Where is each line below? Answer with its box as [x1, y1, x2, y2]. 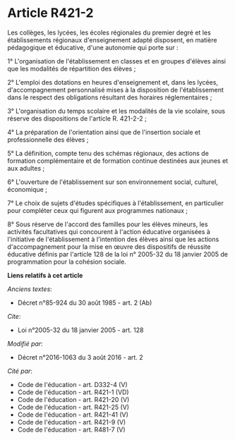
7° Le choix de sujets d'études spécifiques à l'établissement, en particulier [7, 199, 224, 207]
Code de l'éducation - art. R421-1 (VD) [17, 388, 129, 396]
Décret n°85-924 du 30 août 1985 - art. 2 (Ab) [17, 298, 152, 307]
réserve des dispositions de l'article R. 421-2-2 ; [7, 114, 147, 123]
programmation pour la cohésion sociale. [7, 257, 127, 266]
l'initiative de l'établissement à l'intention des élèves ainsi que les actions [7, 235, 219, 243]
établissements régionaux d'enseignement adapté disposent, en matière [7, 35, 217, 44]
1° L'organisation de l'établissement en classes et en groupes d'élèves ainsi [7, 56, 226, 65]
